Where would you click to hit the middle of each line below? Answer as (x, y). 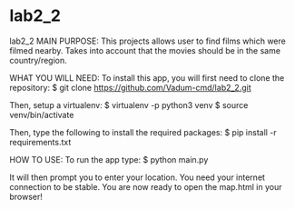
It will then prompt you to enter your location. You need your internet (138, 177)
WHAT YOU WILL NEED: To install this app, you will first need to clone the (147, 77)
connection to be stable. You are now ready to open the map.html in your (146, 186)
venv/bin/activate (42, 114)
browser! (26, 196)
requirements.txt (40, 142)
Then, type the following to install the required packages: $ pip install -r (143, 132)
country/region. (39, 60)
